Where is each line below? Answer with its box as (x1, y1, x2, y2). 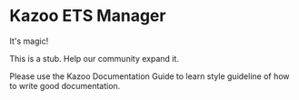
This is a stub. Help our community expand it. (9, 53, 180, 64)
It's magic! (9, 35, 49, 46)
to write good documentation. (9, 80, 121, 91)
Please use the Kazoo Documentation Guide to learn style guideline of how (9, 70, 290, 82)
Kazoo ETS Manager (9, 5, 166, 26)
